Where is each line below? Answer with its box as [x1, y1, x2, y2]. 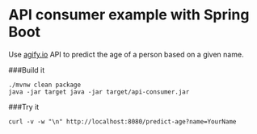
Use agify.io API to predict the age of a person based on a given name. [8, 49, 244, 59]
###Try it [8, 102, 40, 111]
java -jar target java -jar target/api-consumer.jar [8, 87, 190, 96]
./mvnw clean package [8, 81, 82, 89]
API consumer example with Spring [8, 6, 250, 24]
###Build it [8, 65, 45, 74]
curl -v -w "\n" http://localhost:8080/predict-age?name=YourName [8, 117, 237, 126]
